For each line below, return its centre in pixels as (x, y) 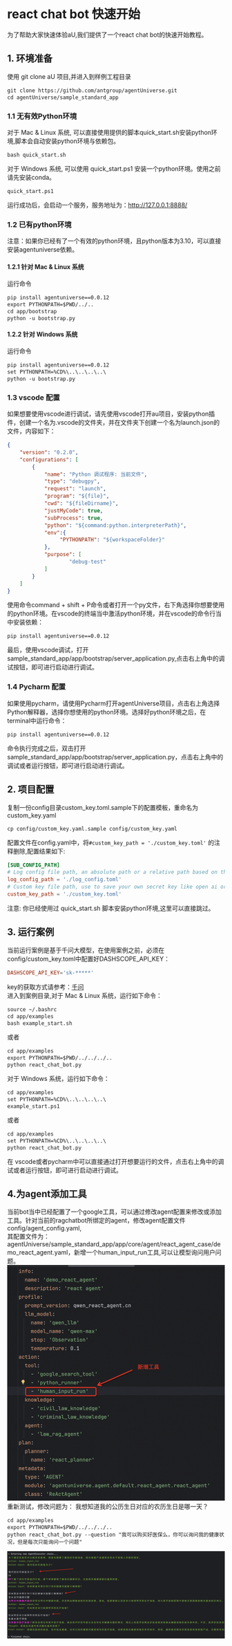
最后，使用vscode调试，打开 (48, 650)
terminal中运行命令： (37, 721)
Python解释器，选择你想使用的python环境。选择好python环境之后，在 (107, 712)
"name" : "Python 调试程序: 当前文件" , (96, 474)
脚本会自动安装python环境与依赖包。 (67, 141)
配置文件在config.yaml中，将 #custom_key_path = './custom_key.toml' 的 (111, 842)
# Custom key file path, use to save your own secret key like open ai (112, 887)
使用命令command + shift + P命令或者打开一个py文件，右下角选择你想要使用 (116, 605)
